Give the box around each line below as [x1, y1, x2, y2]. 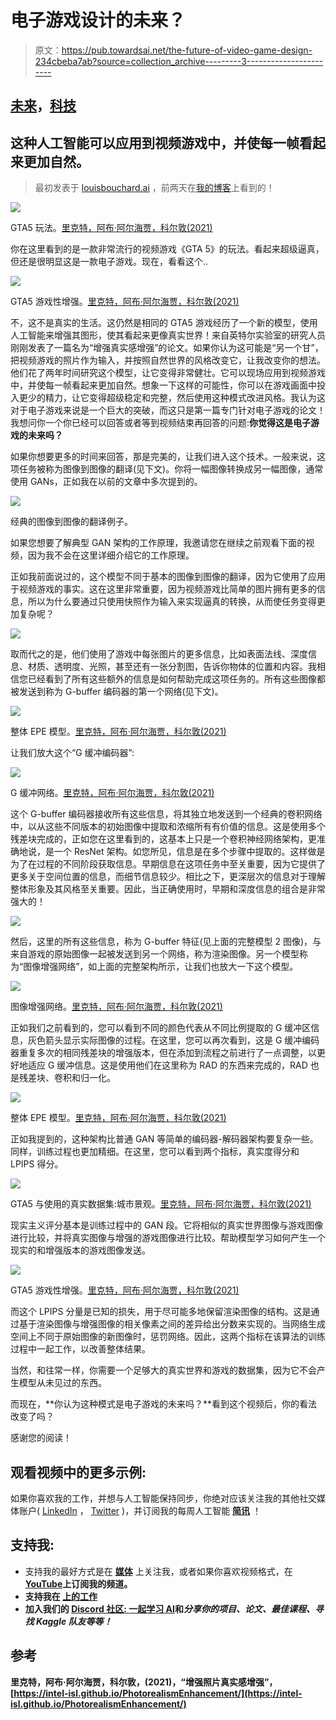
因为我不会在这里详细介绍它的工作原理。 [27, 549, 195, 561]
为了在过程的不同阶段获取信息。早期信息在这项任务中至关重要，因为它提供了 [10, 858, 326, 870]
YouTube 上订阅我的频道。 [24, 1577, 133, 1590]
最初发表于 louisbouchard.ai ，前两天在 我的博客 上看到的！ [34, 182, 275, 194]
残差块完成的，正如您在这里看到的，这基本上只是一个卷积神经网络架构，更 [10, 833, 317, 845]
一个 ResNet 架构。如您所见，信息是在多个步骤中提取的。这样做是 [53, 846, 326, 858]
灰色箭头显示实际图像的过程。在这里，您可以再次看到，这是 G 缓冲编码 [27, 1034, 320, 1046]
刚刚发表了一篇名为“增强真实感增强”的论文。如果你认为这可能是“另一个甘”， [10, 342, 324, 354]
